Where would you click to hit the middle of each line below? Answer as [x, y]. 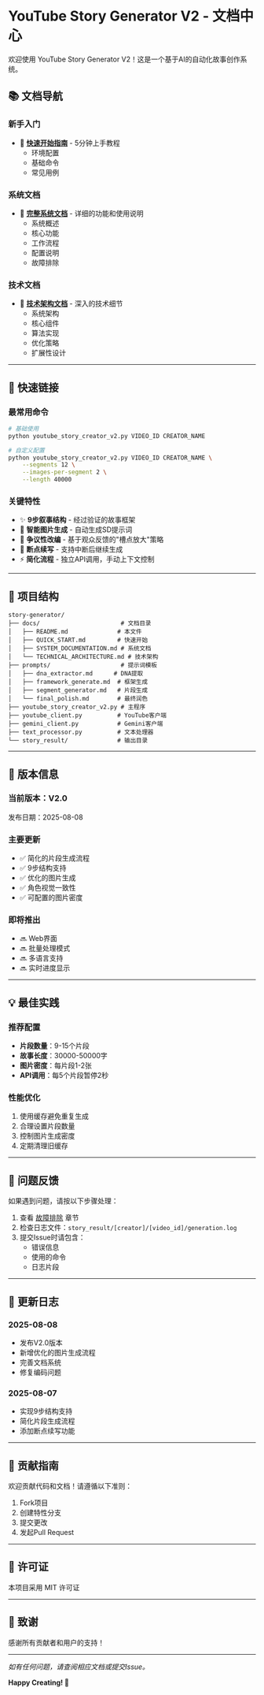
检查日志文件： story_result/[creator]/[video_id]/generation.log [128, 1228]
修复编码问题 [40, 1372]
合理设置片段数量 [47, 1126]
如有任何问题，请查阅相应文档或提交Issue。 [79, 1667]
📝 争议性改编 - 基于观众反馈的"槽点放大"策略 [92, 540]
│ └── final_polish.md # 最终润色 [78, 699]
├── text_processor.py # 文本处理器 [81, 732]
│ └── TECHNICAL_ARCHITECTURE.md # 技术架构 [83, 657]
